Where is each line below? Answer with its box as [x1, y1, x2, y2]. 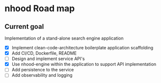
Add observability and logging [11, 72, 73, 78]
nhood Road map [4, 3, 75, 14]
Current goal [4, 22, 44, 31]
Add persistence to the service [11, 67, 74, 73]
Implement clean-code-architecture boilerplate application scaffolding [11, 45, 154, 50]
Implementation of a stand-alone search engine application [4, 35, 124, 41]
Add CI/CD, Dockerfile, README [11, 50, 77, 56]
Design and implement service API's [11, 56, 85, 62]
